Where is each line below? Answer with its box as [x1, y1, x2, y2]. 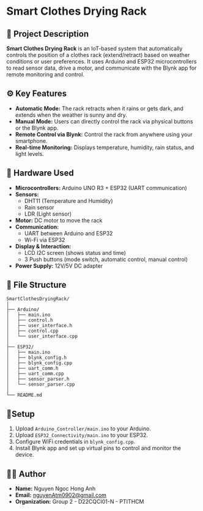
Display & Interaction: [15, 243, 72, 250]
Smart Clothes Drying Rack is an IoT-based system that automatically [6, 45, 183, 52]
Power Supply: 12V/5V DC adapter [15, 262, 103, 270]
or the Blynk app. [15, 124, 59, 131]
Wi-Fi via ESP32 [24, 236, 65, 243]
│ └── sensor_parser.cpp [6, 381, 75, 388]
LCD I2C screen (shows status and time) [24, 249, 127, 256]
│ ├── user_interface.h [6, 323, 72, 329]
